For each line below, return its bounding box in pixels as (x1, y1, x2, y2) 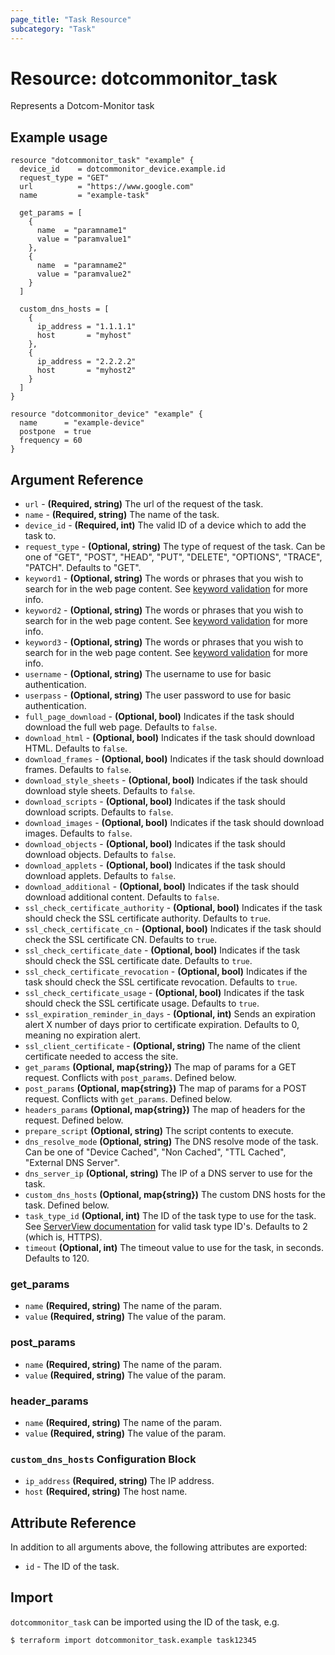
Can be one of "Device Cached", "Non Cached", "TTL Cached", (24, 1146, 287, 1158)
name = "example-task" (19, 191, 150, 201)
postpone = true (19, 427, 92, 437)
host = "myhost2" (36, 366, 137, 376)
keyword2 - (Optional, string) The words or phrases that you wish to (24, 604, 304, 616)
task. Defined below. (24, 1199, 110, 1211)
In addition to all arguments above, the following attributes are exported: (10, 1541, 308, 1553)
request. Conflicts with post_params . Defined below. (24, 1072, 237, 1084)
